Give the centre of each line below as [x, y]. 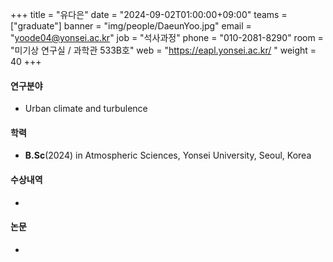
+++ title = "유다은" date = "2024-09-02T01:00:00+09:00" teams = [149, 14]
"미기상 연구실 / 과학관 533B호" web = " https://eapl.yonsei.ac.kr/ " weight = [163, 50]
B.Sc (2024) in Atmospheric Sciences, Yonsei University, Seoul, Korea [168, 155]
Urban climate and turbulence [86, 109]
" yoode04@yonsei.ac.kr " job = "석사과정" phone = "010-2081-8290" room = [167, 37]
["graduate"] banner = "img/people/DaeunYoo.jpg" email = [131, 26]
